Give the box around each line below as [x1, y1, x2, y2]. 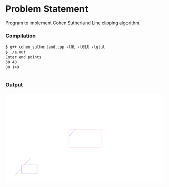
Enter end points [5, 55, 42, 60]
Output [5, 81, 23, 88]
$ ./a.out [5, 50, 26, 55]
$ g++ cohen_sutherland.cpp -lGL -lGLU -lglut [5, 44, 105, 50]
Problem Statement [5, 3, 89, 15]
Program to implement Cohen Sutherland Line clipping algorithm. [5, 20, 141, 26]
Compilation [5, 32, 36, 39]
